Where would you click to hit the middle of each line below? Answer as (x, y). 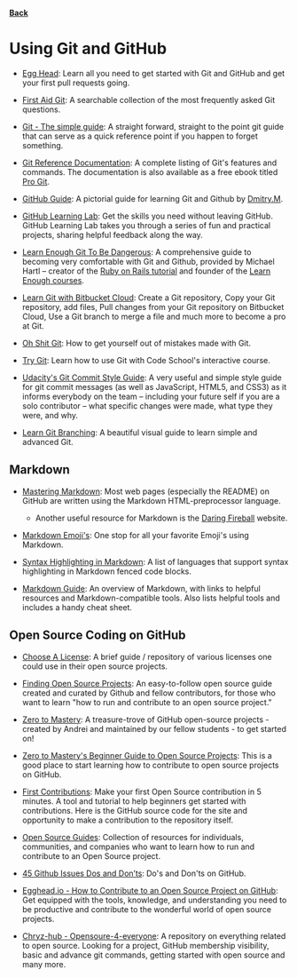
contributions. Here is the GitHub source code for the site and (135, 810)
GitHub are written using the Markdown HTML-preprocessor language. (151, 500)
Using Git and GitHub (88, 49)
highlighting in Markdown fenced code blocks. (107, 571)
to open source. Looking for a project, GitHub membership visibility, (145, 945)
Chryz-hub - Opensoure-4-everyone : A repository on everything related (154, 935)
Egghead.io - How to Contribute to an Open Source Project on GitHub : (150, 890)
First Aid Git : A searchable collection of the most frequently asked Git (148, 99)
